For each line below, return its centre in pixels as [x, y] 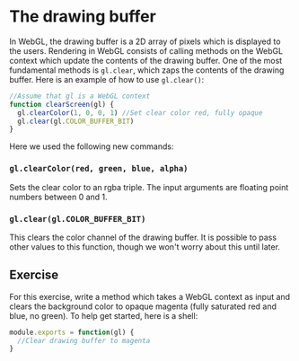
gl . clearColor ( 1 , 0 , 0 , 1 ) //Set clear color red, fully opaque [140, 113]
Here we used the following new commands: [92, 146]
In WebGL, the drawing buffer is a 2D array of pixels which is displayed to [145, 41]
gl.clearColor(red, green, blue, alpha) [99, 169]
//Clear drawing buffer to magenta [84, 340]
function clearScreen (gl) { [62, 104]
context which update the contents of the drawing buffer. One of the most [146, 60]
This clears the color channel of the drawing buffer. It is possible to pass [143, 237]
